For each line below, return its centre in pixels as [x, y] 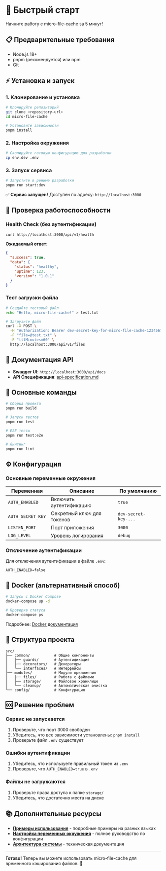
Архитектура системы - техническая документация [68, 844]
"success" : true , [28, 258]
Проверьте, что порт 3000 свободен [51, 730]
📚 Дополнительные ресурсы [53, 814]
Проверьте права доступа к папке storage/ [58, 792]
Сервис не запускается [35, 719]
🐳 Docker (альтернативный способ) [63, 585]
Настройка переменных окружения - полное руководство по [79, 834]
